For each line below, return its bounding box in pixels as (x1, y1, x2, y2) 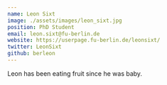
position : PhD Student (7, 23, 75, 30)
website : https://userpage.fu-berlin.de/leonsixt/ (7, 37, 161, 44)
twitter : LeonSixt (7, 43, 62, 50)
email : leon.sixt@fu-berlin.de (7, 30, 100, 38)
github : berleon (7, 50, 55, 57)
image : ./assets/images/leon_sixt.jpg (7, 17, 122, 24)
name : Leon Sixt (7, 10, 55, 18)
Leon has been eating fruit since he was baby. (7, 69, 143, 78)
